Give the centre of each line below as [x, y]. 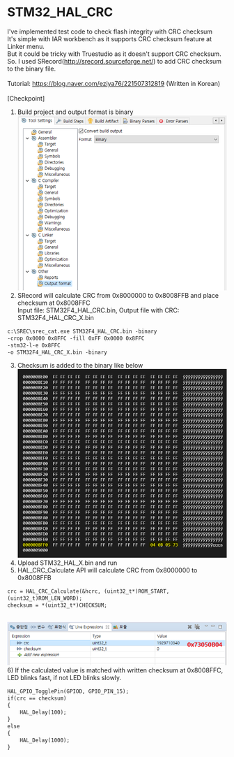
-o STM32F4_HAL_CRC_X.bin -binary [57, 352]
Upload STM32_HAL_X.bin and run [67, 563]
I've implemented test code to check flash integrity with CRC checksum [110, 31]
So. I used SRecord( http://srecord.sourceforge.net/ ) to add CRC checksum [114, 61]
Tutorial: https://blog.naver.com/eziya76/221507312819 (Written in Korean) [114, 83]
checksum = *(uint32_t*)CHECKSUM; [57, 605]
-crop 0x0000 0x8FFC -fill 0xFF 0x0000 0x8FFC [76, 338]
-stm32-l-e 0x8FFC [34, 345]
